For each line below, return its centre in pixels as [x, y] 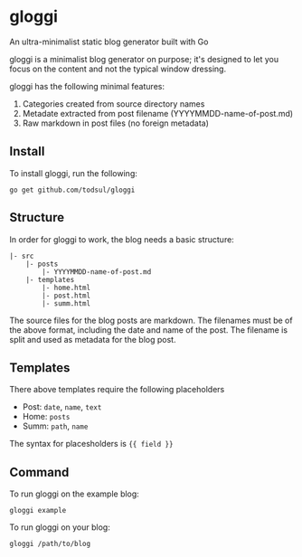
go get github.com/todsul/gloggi [72, 190]
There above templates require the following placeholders [117, 390]
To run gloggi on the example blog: [75, 494]
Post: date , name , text [62, 407]
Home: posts [46, 417]
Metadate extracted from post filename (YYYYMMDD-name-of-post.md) [158, 113]
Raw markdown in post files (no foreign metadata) [116, 123]
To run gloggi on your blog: [60, 527]
